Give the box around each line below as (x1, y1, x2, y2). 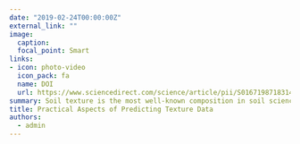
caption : (17, 38, 50, 47)
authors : (9, 113, 42, 122)
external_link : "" (9, 21, 78, 30)
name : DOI (17, 80, 54, 89)
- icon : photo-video (9, 64, 87, 72)
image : (9, 30, 34, 38)
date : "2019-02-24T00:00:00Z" (9, 13, 122, 22)
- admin (17, 122, 46, 131)
